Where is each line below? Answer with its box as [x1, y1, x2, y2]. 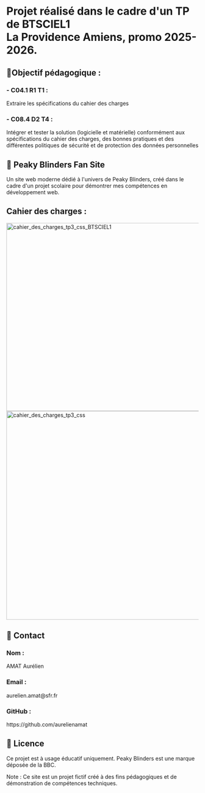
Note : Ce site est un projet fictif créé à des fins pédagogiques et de [6, 773, 177, 780]
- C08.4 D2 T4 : [6, 115, 53, 123]
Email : [6, 678, 27, 686]
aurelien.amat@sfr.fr [6, 692, 58, 699]
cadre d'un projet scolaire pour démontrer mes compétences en [6, 182, 168, 189]
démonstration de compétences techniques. [6, 780, 118, 787]
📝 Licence [6, 739, 45, 749]
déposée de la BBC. [6, 761, 56, 769]
